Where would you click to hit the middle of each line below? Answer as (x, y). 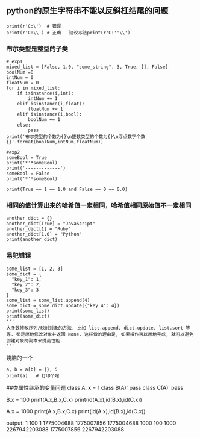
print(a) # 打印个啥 (33, 375)
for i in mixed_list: (33, 88)
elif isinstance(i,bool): (50, 114)
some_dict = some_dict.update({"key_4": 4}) (63, 305)
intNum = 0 (20, 78)
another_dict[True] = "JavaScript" (51, 224)
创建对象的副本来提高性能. (35, 340)
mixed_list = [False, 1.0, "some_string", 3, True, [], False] (87, 67)
